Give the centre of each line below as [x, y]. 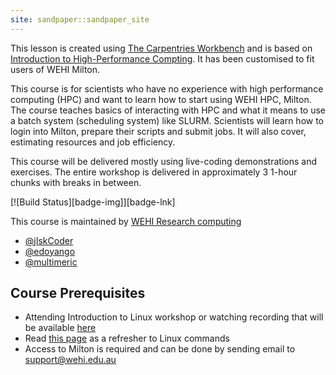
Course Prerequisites [78, 293]
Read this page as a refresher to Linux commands [127, 338]
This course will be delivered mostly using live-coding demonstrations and [163, 161]
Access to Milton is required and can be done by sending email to [160, 349]
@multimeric [51, 262]
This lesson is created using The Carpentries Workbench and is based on [161, 48]
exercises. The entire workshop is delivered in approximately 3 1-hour [154, 172]
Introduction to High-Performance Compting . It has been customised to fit [162, 58]
